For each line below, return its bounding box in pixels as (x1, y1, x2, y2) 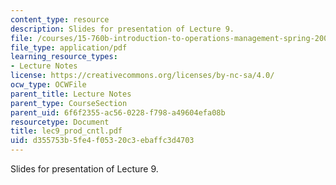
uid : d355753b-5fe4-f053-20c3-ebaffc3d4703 (10, 136, 195, 146)
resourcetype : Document (10, 117, 110, 127)
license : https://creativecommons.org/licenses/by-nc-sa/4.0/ (10, 71, 275, 81)
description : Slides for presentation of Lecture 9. (10, 24, 235, 34)
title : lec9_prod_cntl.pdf (10, 126, 123, 136)
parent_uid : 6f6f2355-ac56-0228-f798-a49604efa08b (10, 107, 226, 118)
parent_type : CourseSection (10, 98, 128, 108)
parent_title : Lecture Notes (10, 89, 132, 99)
